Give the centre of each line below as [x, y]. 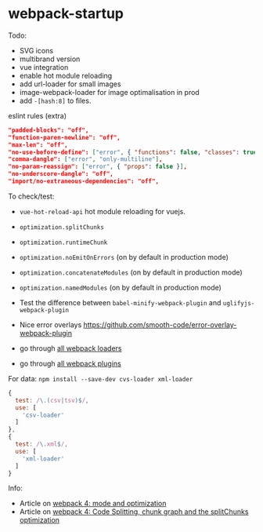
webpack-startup [66, 14]
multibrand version [50, 59]
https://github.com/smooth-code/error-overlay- [160, 324]
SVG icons [36, 50]
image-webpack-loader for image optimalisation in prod [109, 92]
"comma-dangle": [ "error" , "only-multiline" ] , [85, 159]
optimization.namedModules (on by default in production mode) [120, 287]
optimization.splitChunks [61, 227]
